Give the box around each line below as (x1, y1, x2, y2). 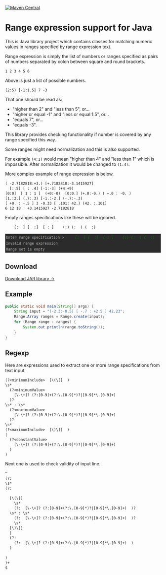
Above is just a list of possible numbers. (5, 77, 86, 83)
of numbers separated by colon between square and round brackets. (5, 59, 146, 64)
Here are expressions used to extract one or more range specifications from (5, 362, 160, 368)
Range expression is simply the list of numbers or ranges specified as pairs (5, 53, 158, 59)
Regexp (5, 349, 29, 357)
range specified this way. (5, 136, 56, 142)
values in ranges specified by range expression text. (5, 44, 112, 50)
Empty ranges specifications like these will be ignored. (5, 214, 116, 220)
